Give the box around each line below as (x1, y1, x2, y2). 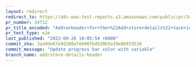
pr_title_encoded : (5, 24, 50, 31)
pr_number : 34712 (5, 19, 48, 25)
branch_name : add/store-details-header (5, 52, 103, 58)
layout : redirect (5, 8, 48, 15)
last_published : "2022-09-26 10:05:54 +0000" (5, 36, 118, 41)
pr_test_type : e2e (5, 30, 50, 36)
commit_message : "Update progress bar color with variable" (5, 47, 156, 52)
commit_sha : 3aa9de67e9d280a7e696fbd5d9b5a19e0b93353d (5, 41, 142, 47)
